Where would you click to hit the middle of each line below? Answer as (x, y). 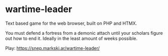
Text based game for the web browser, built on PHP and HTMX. (71, 23)
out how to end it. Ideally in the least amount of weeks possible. (71, 38)
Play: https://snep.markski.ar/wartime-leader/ (52, 48)
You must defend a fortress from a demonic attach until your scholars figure (84, 33)
